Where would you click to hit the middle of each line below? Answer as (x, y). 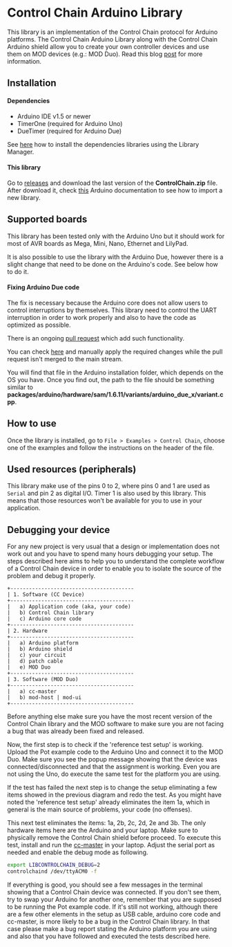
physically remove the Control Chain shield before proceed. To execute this (114, 838)
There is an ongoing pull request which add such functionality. (96, 338)
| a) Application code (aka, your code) (69, 607)
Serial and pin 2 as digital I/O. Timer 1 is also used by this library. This (107, 494)
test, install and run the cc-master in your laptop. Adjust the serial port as (111, 845)
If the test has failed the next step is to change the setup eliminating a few (112, 788)
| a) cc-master (32, 692)
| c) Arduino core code (44, 619)
